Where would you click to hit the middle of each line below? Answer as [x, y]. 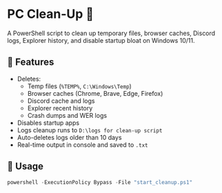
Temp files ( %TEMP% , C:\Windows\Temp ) [80, 86]
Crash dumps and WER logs [67, 115]
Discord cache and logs [61, 101]
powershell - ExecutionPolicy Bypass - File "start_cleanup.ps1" [100, 182]
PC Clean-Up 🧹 [51, 14]
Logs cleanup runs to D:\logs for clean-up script [90, 130]
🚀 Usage [25, 166]
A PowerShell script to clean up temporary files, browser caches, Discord [111, 33]
